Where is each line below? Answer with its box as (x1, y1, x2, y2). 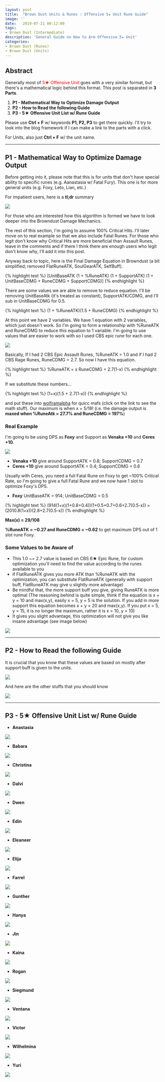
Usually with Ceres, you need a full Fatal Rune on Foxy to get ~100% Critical (5, 473, 159, 479)
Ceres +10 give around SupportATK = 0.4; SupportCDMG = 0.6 (12, 463, 140, 469)
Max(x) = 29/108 (5, 517, 40, 523)
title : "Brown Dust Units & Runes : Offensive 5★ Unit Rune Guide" (5, 12, 148, 17)
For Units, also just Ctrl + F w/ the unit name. (5, 134, 96, 140)
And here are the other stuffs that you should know (5, 683, 108, 689)
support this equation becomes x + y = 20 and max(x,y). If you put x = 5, (12, 603, 160, 608)
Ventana (12, 1006, 30, 1012)
